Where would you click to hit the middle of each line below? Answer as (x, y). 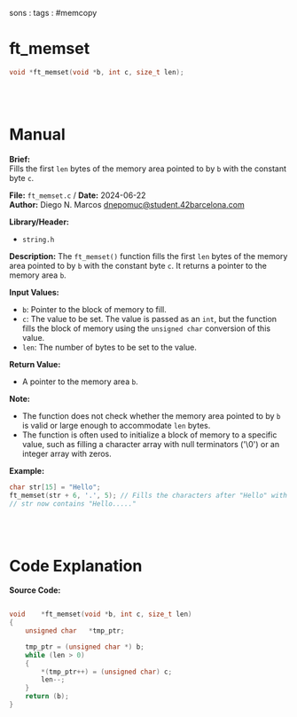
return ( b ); (47, 697)
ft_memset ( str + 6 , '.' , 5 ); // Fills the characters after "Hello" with (148, 495)
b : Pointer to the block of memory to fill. (94, 309)
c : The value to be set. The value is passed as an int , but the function (149, 319)
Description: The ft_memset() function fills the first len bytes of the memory (148, 256)
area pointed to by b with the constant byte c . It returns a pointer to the (138, 265)
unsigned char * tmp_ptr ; (75, 631)
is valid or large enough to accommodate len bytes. (116, 425)
